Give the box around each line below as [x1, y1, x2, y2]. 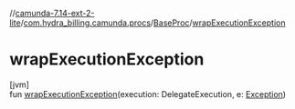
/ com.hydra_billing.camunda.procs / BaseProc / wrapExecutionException [20, 17, 286, 28]
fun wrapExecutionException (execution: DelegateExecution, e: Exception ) [9, 88, 286, 99]
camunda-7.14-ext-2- [15, 8, 95, 18]
